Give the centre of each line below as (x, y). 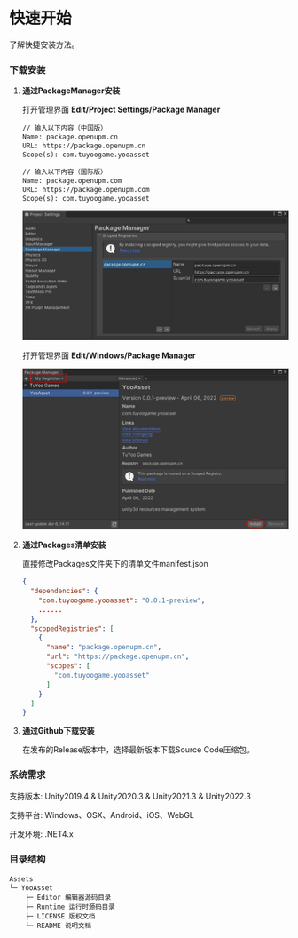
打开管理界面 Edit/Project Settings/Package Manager (121, 110)
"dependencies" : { (64, 592)
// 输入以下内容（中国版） (65, 128)
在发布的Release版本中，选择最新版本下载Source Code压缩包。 (138, 750)
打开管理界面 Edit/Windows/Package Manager (109, 355)
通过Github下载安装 (58, 731)
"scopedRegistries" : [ (72, 628)
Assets (21, 879)
